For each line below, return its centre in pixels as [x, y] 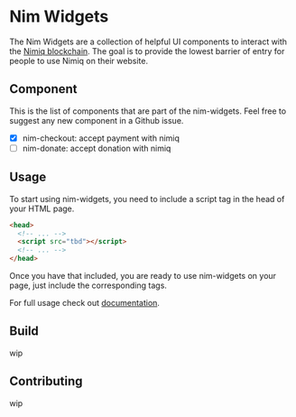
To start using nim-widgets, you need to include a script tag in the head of [147, 199]
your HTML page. [42, 208]
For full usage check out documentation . [85, 303]
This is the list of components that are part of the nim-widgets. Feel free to [148, 111]
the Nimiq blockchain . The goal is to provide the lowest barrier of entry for [147, 51]
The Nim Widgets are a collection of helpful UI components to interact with [148, 42]
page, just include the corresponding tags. [88, 285]
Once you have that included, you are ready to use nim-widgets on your [143, 276]
